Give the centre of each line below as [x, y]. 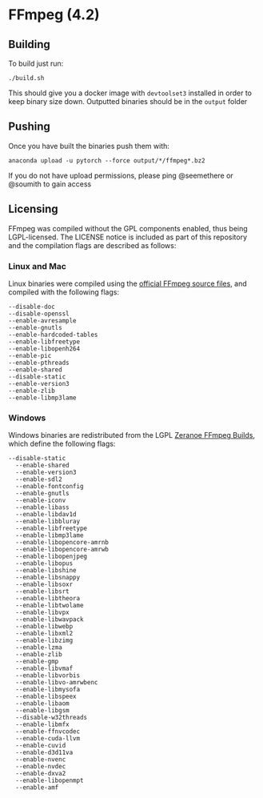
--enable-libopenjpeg [52, 557]
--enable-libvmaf [44, 669]
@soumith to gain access [50, 184]
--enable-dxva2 [41, 774]
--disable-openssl [39, 314]
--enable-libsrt [42, 591]
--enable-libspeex [46, 697]
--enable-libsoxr [44, 585]
